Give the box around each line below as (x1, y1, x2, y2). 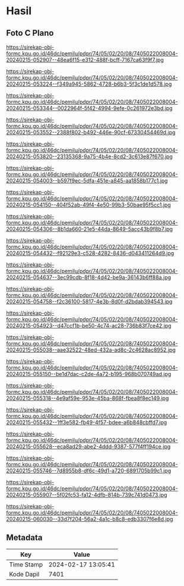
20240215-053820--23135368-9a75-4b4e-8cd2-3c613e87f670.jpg (6, 153, 173, 160)
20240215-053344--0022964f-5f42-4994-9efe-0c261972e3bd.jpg (6, 105, 173, 111)
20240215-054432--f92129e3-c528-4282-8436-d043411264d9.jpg (6, 250, 175, 256)
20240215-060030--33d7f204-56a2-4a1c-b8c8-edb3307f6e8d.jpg (6, 516, 173, 522)
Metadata (6, 532, 43, 543)
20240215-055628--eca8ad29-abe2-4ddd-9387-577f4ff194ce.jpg (6, 443, 171, 450)
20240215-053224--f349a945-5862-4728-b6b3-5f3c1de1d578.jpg (6, 80, 172, 87)
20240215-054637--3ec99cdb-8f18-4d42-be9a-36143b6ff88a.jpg (6, 274, 171, 281)
